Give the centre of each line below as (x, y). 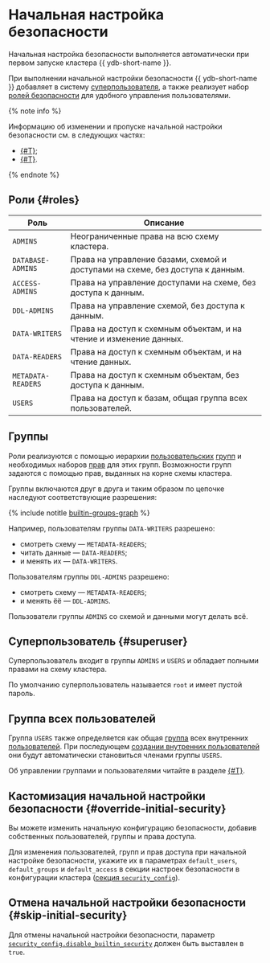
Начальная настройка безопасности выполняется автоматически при (129, 54)
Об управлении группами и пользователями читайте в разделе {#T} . (127, 771)
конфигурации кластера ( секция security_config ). (94, 877)
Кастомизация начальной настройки (107, 796)
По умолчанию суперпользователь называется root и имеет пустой (125, 685)
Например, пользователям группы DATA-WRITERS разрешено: (112, 528)
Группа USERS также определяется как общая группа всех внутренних (129, 738)
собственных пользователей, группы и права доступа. (102, 836)
